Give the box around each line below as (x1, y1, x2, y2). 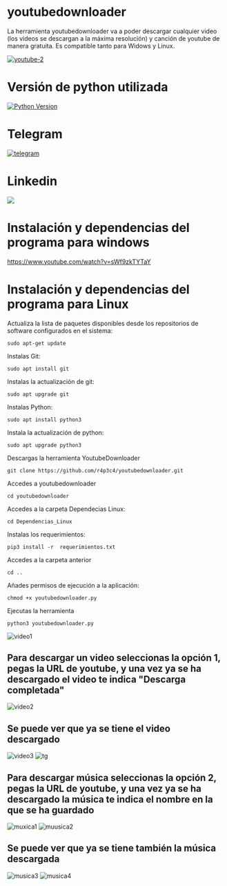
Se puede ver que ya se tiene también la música (7, 842, 217, 854)
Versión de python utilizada (7, 79, 168, 95)
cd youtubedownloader (7, 492, 70, 499)
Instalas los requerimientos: (7, 530, 86, 539)
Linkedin (7, 173, 57, 189)
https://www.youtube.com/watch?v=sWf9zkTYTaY (7, 257, 151, 266)
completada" (7, 684, 65, 696)
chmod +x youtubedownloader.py (7, 595, 97, 601)
